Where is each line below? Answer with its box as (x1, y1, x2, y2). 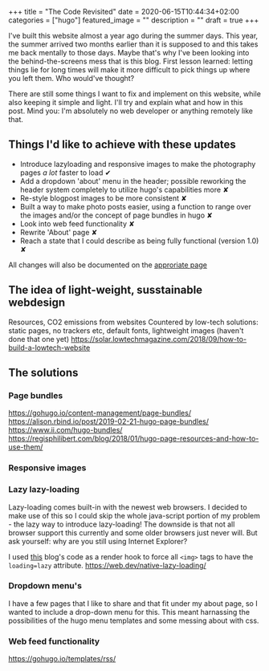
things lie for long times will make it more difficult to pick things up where (8, 65, 251, 75)
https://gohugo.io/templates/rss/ (8, 654, 116, 664)
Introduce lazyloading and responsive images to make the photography (19, 159, 256, 169)
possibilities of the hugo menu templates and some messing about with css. (8, 616, 259, 625)
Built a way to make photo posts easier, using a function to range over (19, 201, 251, 211)
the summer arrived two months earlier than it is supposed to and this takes (8, 39, 259, 49)
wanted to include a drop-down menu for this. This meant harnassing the (8, 607, 251, 616)
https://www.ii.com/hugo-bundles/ (8, 425, 123, 435)
